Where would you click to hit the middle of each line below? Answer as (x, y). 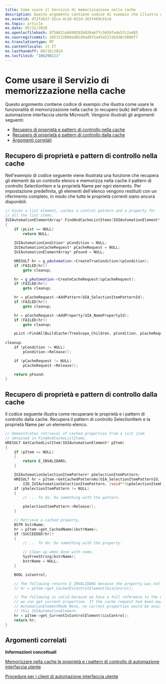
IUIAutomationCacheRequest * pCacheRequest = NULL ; (67, 248)
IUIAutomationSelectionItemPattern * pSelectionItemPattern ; (77, 475)
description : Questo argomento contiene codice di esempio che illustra (82, 14)
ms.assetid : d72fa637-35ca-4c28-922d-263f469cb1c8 (58, 19)
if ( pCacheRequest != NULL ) (43, 361)
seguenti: (15, 120)
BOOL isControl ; (31, 575)
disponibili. (16, 202)
